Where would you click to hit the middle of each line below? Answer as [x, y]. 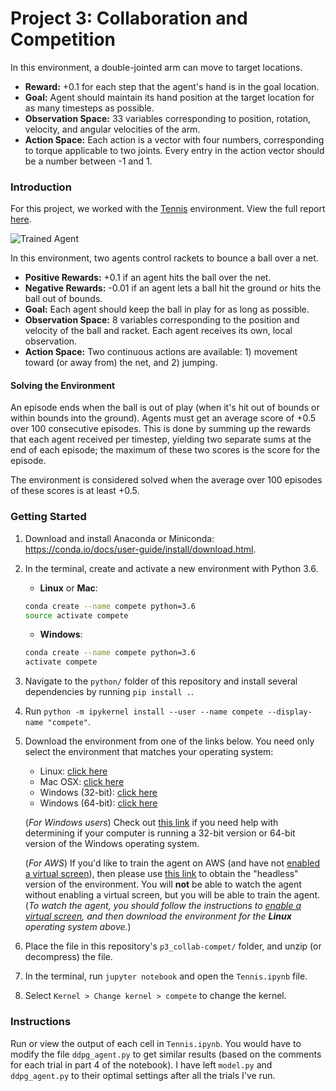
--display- [290, 712]
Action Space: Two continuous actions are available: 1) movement [161, 352]
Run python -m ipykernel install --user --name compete [144, 711]
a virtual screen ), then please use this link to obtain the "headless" [161, 874]
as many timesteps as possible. [89, 108]
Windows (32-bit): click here [98, 793]
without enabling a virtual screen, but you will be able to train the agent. [172, 895]
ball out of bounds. [63, 299]
